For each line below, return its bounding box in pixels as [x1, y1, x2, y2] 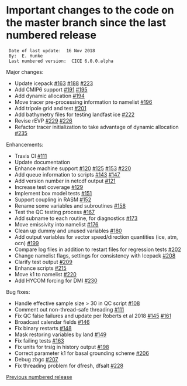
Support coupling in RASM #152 [14, 196, 92, 203]
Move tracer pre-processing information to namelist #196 [14, 98, 153, 106]
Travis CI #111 [14, 152, 47, 159]
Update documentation [14, 158, 70, 165]
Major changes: [6, 68, 44, 75]
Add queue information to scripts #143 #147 [14, 171, 120, 178]
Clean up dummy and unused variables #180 [14, 227, 122, 234]
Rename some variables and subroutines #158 [14, 202, 126, 209]
